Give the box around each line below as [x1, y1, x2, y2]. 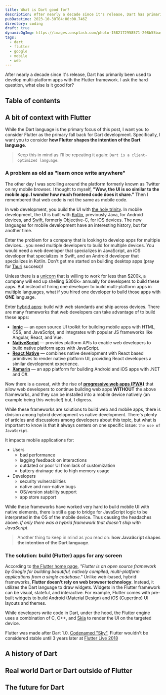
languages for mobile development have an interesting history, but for [5, 222, 147, 228]
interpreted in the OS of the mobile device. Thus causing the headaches [5, 514, 152, 520]
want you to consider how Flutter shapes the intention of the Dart [5, 137, 141, 143]
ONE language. [5, 294, 36, 300]
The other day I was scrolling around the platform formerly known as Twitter [5, 181, 160, 187]
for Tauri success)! [5, 263, 43, 269]
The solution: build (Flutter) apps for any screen [5, 552, 123, 559]
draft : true [5, 26, 30, 31]
